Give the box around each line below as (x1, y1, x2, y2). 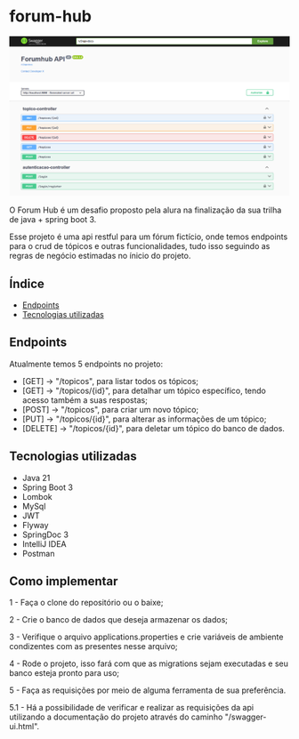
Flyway (21, 519, 49, 530)
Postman (21, 548, 55, 558)
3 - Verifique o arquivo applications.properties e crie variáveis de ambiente (9, 631, 284, 642)
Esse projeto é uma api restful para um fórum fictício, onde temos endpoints (9, 231, 288, 242)
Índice (9, 276, 44, 291)
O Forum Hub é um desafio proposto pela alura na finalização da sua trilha (9, 205, 282, 215)
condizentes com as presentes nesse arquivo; (9, 641, 178, 652)
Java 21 (21, 472, 51, 483)
